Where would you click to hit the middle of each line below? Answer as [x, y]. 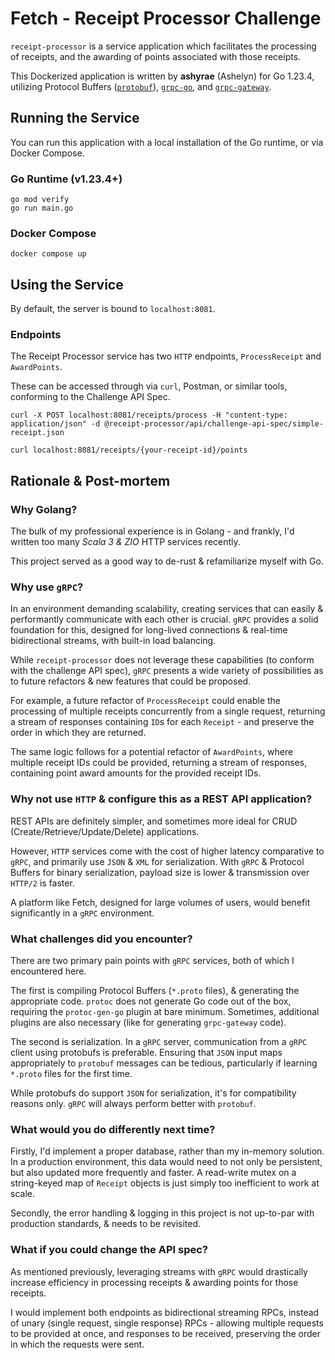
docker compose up [48, 254]
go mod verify [40, 200]
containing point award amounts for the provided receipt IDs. [136, 773]
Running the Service [75, 118]
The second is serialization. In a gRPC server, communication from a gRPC [159, 1042]
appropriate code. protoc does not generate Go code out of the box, [151, 1001]
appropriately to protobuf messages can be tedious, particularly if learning [164, 1063]
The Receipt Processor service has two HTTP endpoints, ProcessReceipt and [166, 356]
